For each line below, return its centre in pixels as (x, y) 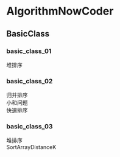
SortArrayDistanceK (31, 147)
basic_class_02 (30, 81)
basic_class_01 (29, 51)
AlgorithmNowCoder (60, 11)
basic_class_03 (30, 127)
